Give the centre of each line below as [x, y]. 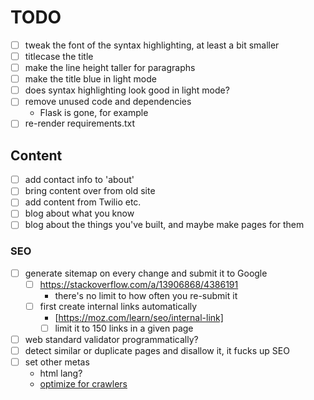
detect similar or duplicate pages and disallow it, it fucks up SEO [157, 351]
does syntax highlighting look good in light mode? [127, 90]
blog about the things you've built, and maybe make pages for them [164, 225]
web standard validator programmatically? [111, 340]
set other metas [57, 362]
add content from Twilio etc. [83, 202]
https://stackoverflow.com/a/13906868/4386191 [139, 284]
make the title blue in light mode [90, 79]
